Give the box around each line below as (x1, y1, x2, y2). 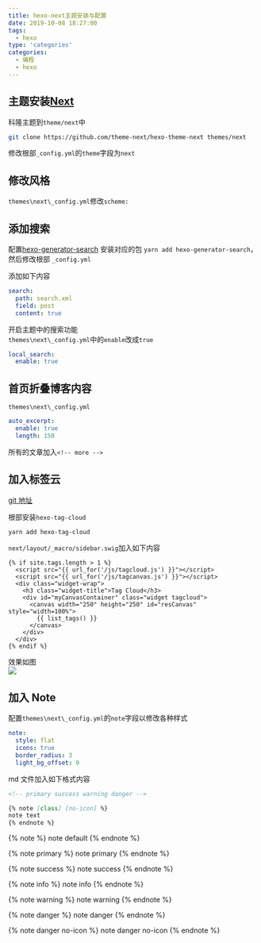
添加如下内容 (8, 271, 50, 281)
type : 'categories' (8, 41, 73, 49)
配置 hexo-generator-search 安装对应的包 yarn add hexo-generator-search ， (8, 244, 258, 254)
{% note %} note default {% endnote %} (8, 833, 140, 843)
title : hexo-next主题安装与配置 (8, 11, 107, 20)
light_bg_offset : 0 (15, 759, 80, 767)
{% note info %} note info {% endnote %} (8, 879, 144, 889)
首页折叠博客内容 (8, 382, 92, 395)
